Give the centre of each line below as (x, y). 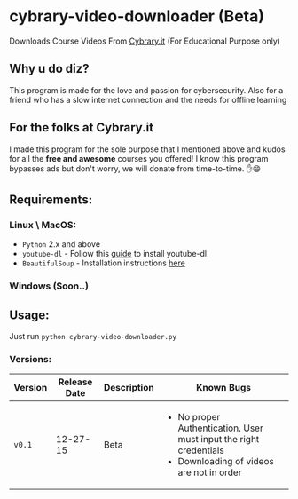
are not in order (210, 472)
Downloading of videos (226, 462)
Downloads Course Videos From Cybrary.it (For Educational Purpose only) (145, 41)
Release (75, 382)
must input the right (219, 440)
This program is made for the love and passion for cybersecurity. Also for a (146, 90)
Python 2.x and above (61, 244)
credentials (201, 450)
